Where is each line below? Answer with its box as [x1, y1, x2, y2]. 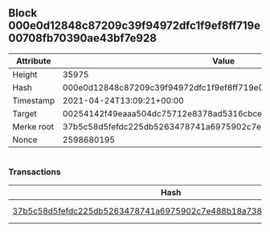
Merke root [12, 120, 55, 132]
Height [12, 68, 38, 79]
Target [12, 108, 38, 119]
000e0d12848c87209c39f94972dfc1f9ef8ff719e [8, 19, 261, 33]
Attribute [15, 55, 51, 67]
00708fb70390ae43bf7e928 [8, 31, 157, 45]
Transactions [8, 166, 62, 177]
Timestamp [12, 95, 55, 106]
